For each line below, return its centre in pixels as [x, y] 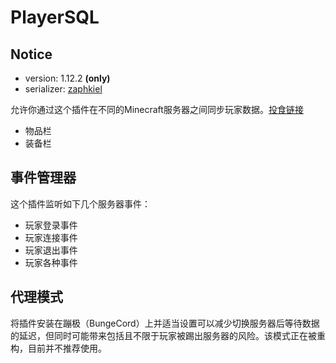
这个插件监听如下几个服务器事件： [80, 203]
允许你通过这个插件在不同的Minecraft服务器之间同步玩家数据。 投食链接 [157, 109]
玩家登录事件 [51, 225]
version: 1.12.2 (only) [67, 78]
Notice [31, 54]
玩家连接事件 [51, 237]
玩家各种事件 [51, 262]
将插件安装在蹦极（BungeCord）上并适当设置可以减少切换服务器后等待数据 [165, 323]
